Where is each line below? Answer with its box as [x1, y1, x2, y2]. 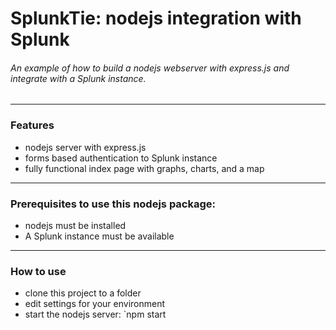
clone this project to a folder [24, 287, 142, 299]
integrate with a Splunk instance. [10, 72, 147, 84]
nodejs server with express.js [24, 141, 147, 153]
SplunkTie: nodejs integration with [10, 7, 302, 30]
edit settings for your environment [24, 298, 166, 310]
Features [10, 118, 55, 132]
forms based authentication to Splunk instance [24, 152, 218, 164]
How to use [10, 264, 67, 278]
